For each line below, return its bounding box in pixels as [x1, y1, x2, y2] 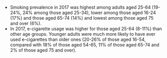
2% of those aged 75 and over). [10, 47, 77, 53]
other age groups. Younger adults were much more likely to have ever [10, 31, 156, 37]
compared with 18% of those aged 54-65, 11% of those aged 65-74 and [10, 42, 159, 47]
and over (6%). [10, 20, 42, 26]
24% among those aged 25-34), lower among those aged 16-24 [22, 10, 156, 16]
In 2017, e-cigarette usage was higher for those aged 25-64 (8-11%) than [10, 26, 162, 32]
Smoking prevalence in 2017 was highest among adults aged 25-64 [10, 5, 151, 10]
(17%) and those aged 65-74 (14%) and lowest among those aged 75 [10, 15, 154, 21]
